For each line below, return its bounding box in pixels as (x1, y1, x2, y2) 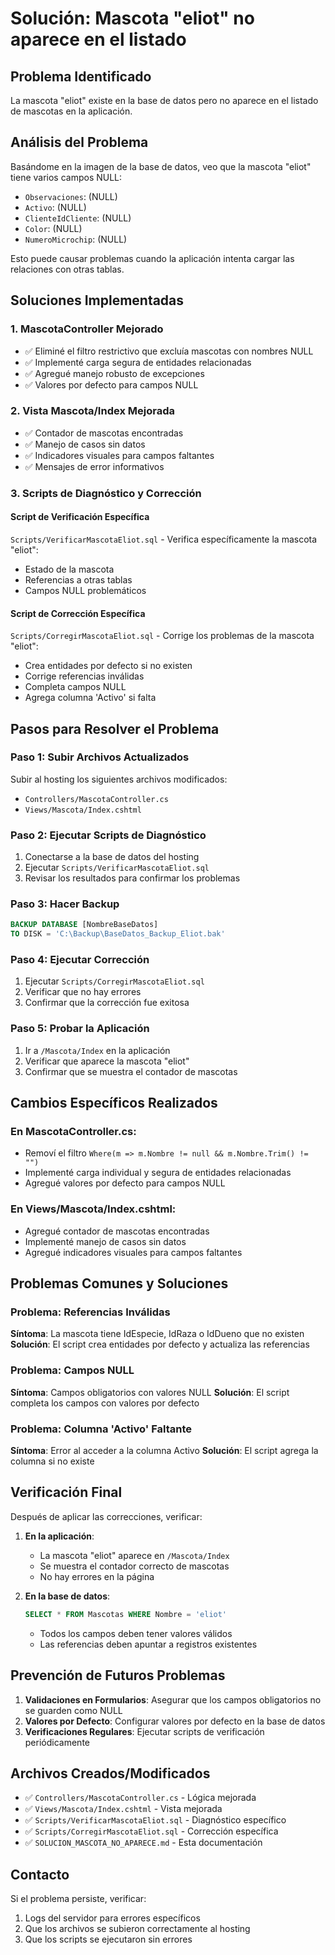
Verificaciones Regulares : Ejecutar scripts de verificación (24, 1725, 265, 1737)
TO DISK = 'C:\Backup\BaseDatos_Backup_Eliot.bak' (10, 929, 226, 939)
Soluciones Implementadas (10, 292, 185, 309)
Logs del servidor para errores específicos (24, 1912, 201, 1924)
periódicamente (24, 1736, 90, 1748)
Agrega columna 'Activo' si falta (24, 692, 157, 704)
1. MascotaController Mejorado (10, 322, 164, 336)
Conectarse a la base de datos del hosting (24, 851, 200, 863)
